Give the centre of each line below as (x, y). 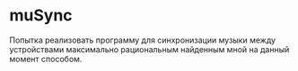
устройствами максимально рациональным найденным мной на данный (149, 49)
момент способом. (46, 59)
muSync (41, 16)
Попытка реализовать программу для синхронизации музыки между (143, 40)
